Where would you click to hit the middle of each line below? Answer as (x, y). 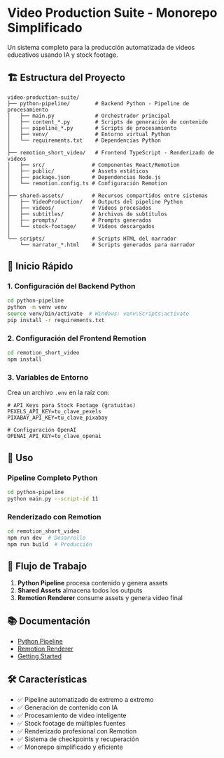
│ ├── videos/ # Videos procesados (79, 208)
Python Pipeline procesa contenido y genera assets (92, 583)
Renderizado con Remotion (54, 517)
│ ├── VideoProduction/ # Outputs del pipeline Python (95, 201)
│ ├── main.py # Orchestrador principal (89, 116)
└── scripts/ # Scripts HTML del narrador (92, 239)
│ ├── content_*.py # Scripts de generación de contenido (108, 122)
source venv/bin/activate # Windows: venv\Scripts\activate (98, 314)
